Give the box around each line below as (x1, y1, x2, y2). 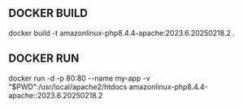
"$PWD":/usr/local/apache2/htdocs (8, 81, 128, 92)
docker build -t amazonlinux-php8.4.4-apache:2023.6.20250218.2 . (8, 28, 236, 37)
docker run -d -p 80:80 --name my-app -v (8, 73, 150, 83)
